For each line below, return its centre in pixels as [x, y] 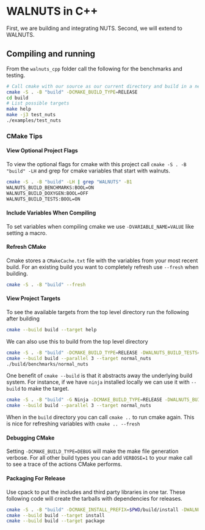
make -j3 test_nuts [31, 115]
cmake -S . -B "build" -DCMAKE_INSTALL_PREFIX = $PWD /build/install [92, 510]
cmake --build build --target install [56, 515]
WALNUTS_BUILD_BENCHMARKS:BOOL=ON [50, 188]
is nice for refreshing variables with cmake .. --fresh [73, 424]
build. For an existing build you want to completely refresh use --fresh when [103, 267]
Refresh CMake [27, 247]
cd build [17, 98]
